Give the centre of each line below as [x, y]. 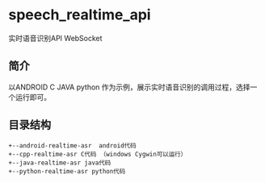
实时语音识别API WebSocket [55, 38]
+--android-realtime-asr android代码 [72, 146]
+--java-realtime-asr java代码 [60, 163]
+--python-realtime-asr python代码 [67, 171]
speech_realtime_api [80, 15]
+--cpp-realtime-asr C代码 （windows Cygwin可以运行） [98, 154]
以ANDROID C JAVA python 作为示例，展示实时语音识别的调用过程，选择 [129, 87]
